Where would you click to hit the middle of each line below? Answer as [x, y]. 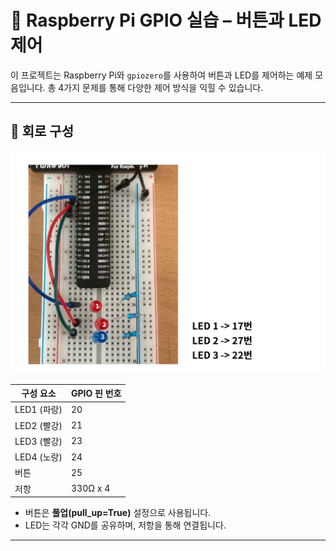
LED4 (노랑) [38, 457]
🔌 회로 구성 [42, 131]
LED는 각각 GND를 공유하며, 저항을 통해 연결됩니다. [125, 525]
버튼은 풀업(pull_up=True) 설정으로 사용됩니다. [118, 513]
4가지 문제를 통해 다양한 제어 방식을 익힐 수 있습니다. [161, 87]
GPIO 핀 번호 [96, 393]
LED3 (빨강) [38, 441]
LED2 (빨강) [38, 425]
